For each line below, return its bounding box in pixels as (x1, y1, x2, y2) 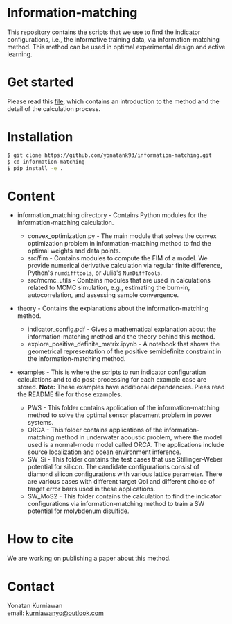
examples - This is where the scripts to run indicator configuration (17, 368, 206, 376)
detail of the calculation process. (7, 104, 100, 112)
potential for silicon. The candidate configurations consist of (27, 463, 199, 471)
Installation (7, 129, 73, 145)
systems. (27, 419, 54, 427)
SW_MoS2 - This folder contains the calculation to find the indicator (27, 492, 222, 500)
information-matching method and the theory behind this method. (27, 332, 215, 341)
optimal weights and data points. (27, 246, 121, 255)
